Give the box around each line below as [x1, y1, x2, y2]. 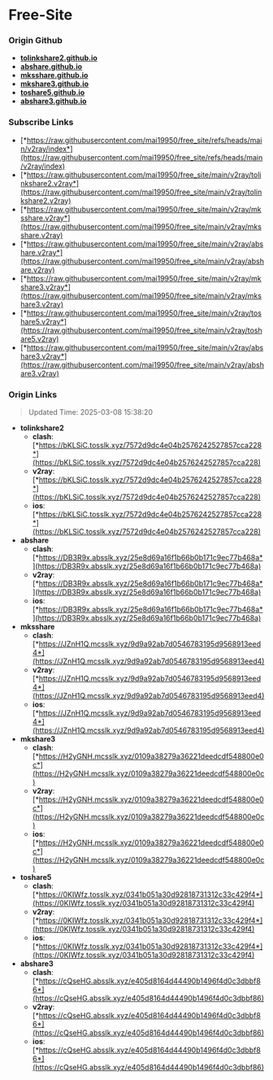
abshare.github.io [19, 62, 83, 72]
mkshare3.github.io [19, 79, 89, 89]
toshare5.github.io [19, 88, 85, 98]
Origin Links [8, 389, 58, 400]
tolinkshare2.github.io [19, 53, 97, 63]
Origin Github [8, 35, 63, 46]
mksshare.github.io [19, 71, 89, 81]
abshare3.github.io [19, 96, 87, 107]
